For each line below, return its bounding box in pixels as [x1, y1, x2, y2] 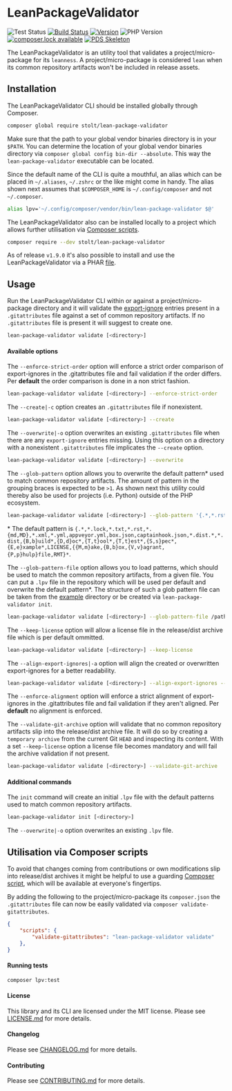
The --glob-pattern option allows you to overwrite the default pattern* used [7, 469, 224, 477]
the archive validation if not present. [7, 749, 110, 757]
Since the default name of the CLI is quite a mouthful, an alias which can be [7, 170, 222, 178]
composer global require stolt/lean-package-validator [7, 122, 168, 129]
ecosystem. [7, 499, 41, 507]
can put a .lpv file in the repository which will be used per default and [7, 578, 206, 586]
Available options [7, 347, 59, 355]
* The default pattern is [7, 524, 74, 532]
